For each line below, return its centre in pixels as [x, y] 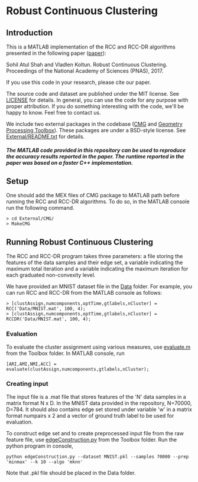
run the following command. [40, 208]
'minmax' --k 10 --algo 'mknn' [45, 462]
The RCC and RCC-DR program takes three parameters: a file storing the [95, 256]
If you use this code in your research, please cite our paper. [79, 82]
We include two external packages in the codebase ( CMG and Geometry [95, 124]
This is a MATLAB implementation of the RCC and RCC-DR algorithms [91, 47]
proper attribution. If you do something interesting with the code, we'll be [95, 106]
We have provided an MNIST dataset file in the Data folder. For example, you [99, 286]
